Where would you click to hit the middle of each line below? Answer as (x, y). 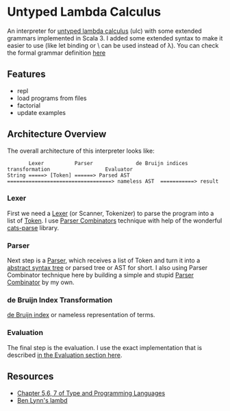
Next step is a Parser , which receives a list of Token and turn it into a (104, 260)
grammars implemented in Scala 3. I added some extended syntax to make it (115, 38)
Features (26, 74)
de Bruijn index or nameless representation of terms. (81, 315)
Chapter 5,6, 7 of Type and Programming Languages (91, 393)
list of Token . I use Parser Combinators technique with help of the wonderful (115, 221)
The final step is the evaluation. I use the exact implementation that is (105, 347)
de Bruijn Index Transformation (60, 300)
